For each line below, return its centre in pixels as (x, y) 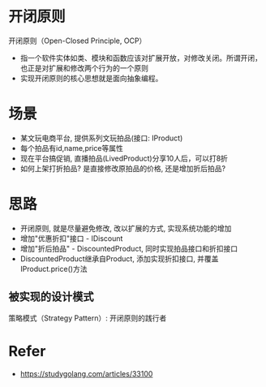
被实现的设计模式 (51, 297)
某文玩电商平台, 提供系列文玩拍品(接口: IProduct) (101, 138)
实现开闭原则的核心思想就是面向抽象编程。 (91, 78)
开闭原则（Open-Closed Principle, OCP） (77, 41)
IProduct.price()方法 (54, 269)
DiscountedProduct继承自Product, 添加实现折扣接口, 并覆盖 (119, 258)
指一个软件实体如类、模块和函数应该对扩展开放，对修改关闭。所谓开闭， (141, 58)
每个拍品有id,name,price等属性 (71, 148)
